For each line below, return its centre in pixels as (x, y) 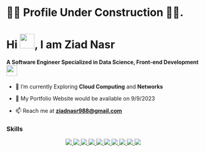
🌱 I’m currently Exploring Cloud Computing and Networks (89, 86)
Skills (15, 129)
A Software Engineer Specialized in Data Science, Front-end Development (102, 62)
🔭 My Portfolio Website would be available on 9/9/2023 (85, 98)
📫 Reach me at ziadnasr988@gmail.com (69, 110)
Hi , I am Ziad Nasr (61, 45)
